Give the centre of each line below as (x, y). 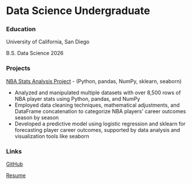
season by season (37, 117)
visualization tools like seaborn (52, 136)
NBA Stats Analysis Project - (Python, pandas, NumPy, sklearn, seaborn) (94, 81)
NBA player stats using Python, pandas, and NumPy (77, 98)
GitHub (15, 164)
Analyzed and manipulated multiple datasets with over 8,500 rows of (97, 93)
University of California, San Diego (48, 42)
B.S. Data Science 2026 (35, 53)
